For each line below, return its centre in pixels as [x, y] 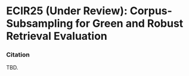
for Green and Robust [129, 23]
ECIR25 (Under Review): [67, 11]
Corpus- [151, 11]
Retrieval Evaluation [57, 36]
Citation [18, 55]
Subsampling [40, 23]
